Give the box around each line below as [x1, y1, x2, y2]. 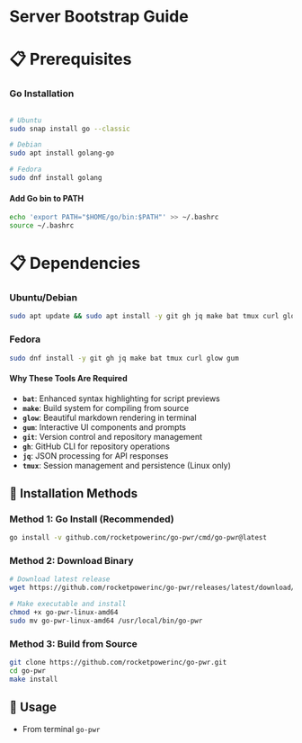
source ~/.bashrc [9, 221, 75, 230]
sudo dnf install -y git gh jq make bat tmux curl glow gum [9, 354, 240, 363]
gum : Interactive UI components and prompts [22, 421, 187, 433]
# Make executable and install [9, 600, 127, 609]
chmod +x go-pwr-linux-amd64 [9, 608, 119, 617]
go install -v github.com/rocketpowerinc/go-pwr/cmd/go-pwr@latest [9, 533, 268, 542]
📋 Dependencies [9, 254, 141, 273]
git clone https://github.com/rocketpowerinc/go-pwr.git [9, 658, 227, 667]
